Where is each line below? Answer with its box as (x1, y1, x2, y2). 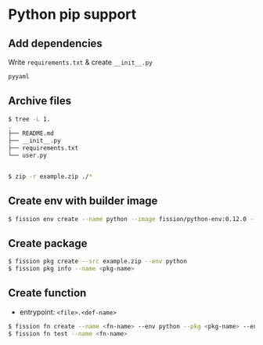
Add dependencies (8, 37, 103, 50)
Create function (8, 286, 87, 300)
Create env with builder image (8, 194, 158, 208)
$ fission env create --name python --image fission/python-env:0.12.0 (8, 215, 247, 223)
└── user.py (8, 151, 47, 160)
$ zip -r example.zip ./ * (8, 172, 92, 180)
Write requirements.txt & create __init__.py (8, 57, 153, 67)
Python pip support (8, 5, 137, 24)
